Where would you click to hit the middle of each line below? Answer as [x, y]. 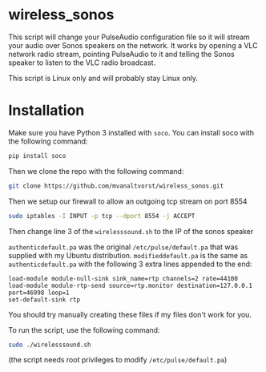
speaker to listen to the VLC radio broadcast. [82, 63]
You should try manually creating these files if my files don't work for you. [130, 314]
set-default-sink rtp [44, 299]
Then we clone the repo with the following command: [96, 171]
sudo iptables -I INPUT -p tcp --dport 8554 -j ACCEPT [102, 216]
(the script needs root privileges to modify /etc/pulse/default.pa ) [118, 360]
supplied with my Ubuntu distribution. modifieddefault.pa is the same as [128, 255]
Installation [46, 111]
